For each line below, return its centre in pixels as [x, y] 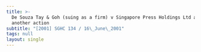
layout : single [25, 39]
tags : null [20, 34]
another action [31, 23]
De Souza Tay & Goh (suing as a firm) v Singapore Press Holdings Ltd [101, 17]
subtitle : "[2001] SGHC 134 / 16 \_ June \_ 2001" [65, 28]
